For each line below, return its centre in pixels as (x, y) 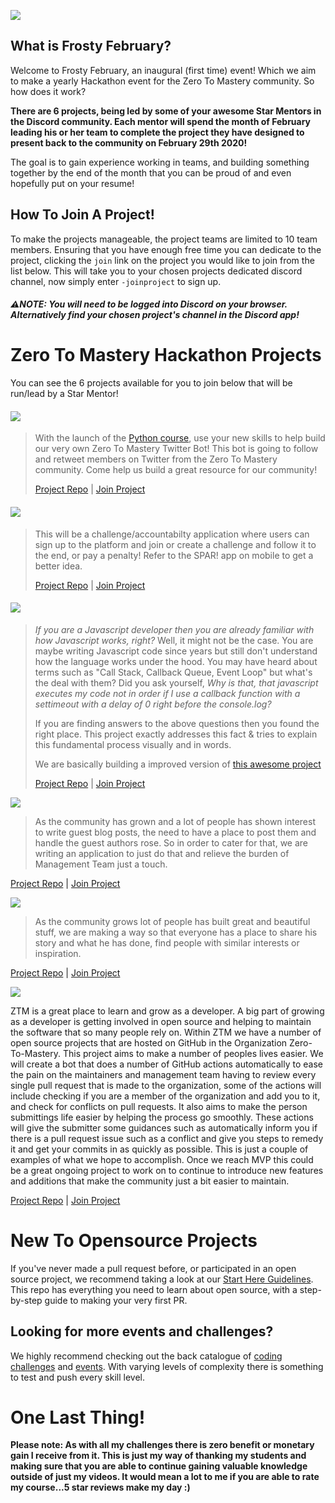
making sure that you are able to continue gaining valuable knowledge (159, 1466)
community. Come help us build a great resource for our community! (176, 470)
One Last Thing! (78, 1417)
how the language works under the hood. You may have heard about (176, 661)
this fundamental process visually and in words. (133, 744)
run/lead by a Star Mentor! (64, 394)
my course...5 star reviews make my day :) (100, 1487)
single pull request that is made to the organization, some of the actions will (166, 1085)
